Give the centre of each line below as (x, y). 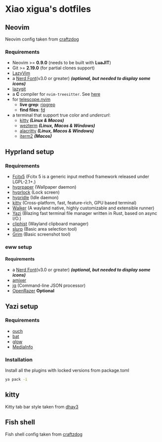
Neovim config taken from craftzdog (42, 39)
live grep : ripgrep (38, 105)
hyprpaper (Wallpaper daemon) (44, 187)
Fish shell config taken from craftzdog (44, 434)
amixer (19, 281)
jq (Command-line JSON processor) (49, 285)
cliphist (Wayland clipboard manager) (50, 224)
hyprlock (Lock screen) (36, 192)
